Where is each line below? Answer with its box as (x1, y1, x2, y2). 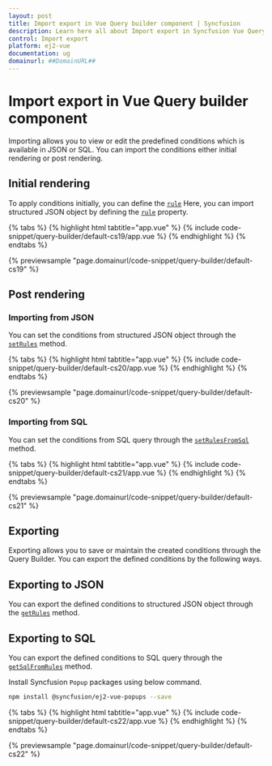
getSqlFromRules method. (8, 661, 93, 671)
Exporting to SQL (8, 631, 96, 645)
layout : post (8, 11, 53, 20)
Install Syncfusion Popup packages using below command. (8, 678, 202, 687)
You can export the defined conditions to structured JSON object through (8, 599, 253, 609)
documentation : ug (8, 49, 70, 58)
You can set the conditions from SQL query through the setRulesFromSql (8, 434, 249, 444)
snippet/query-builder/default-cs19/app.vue (8, 231, 155, 241)
